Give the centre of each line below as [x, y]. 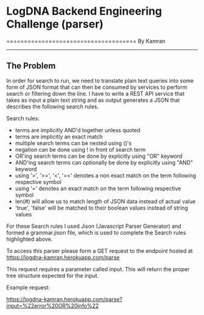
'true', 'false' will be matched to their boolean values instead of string [101, 208]
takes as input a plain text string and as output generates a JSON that [93, 100]
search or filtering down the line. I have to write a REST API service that [96, 93]
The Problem [31, 66]
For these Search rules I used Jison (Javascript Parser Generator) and [94, 226]
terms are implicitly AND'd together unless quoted [78, 130]
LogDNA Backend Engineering [84, 11]
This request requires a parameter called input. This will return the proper [98, 269]
